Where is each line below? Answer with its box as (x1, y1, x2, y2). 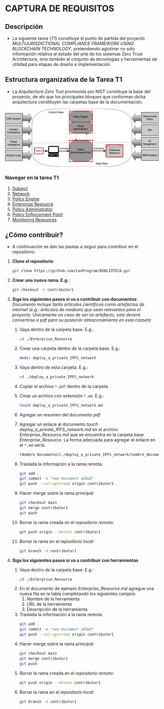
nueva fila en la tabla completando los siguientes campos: (19, 591, 136, 597)
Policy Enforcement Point (12, 211, 63, 217)
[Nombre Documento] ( (19, 452, 61, 457)
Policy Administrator (12, 206, 53, 212)
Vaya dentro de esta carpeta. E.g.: (19, 364, 88, 370)
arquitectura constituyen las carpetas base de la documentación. (12, 99, 143, 105)
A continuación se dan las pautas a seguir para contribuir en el (12, 244, 138, 250)
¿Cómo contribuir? (5, 230, 63, 239)
